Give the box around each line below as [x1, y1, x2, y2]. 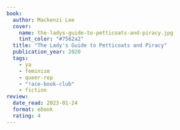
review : [6, 94, 29, 100]
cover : [12, 23, 32, 30]
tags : [12, 55, 29, 62]
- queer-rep [19, 74, 53, 81]
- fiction [19, 87, 48, 94]
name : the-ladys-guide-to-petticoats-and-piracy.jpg [19, 29, 174, 36]
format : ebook [12, 106, 53, 113]
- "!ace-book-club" [19, 80, 75, 87]
